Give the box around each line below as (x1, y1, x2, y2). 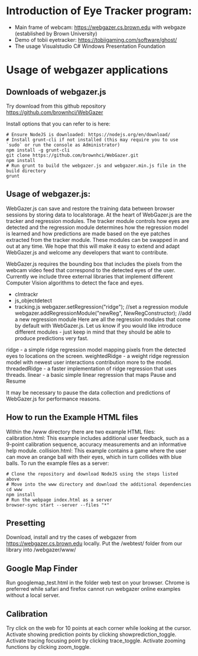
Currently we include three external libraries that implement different (6, 273, 173, 280)
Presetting (6, 518, 46, 528)
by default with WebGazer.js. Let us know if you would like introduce (14, 322, 181, 329)
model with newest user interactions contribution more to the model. (6, 358, 173, 366)
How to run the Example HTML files (6, 412, 139, 422)
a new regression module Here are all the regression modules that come (14, 315, 191, 323)
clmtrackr (14, 290, 38, 298)
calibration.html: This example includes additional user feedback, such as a (6, 434, 189, 441)
